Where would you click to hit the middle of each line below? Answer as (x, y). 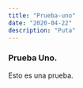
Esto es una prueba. (41, 75)
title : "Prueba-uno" (42, 15)
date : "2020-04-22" (40, 23)
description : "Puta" (42, 30)
